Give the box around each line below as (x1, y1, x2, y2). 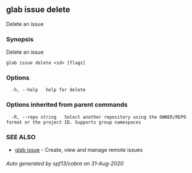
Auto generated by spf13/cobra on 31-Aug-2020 (6, 159, 124, 167)
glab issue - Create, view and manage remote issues (14, 146, 143, 153)
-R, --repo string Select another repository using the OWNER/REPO (11, 114, 186, 120)
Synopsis (6, 35, 34, 43)
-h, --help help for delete (11, 87, 86, 93)
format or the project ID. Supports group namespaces (6, 119, 142, 125)
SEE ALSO (6, 133, 36, 141)
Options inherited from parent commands (6, 100, 128, 109)
